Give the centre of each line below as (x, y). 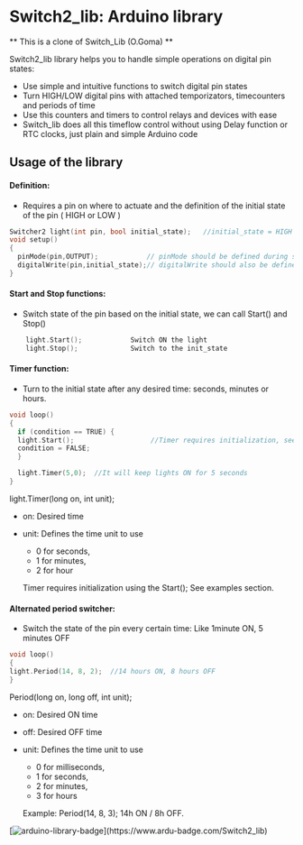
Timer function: (39, 369)
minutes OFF (46, 638)
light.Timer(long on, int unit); (62, 499)
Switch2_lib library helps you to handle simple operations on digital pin (141, 59)
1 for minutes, (61, 560)
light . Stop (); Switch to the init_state (127, 348)
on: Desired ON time (60, 714)
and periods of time (59, 105)
